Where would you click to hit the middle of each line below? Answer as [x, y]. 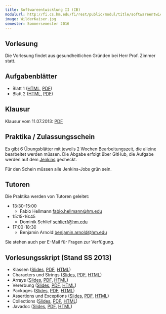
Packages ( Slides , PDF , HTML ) [43, 291]
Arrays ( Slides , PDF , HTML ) [40, 280]
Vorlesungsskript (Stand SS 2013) [59, 258]
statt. [10, 61]
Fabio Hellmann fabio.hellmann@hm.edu [61, 211]
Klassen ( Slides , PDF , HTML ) [41, 270]
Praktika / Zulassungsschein [50, 137]
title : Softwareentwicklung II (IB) [43, 10]
